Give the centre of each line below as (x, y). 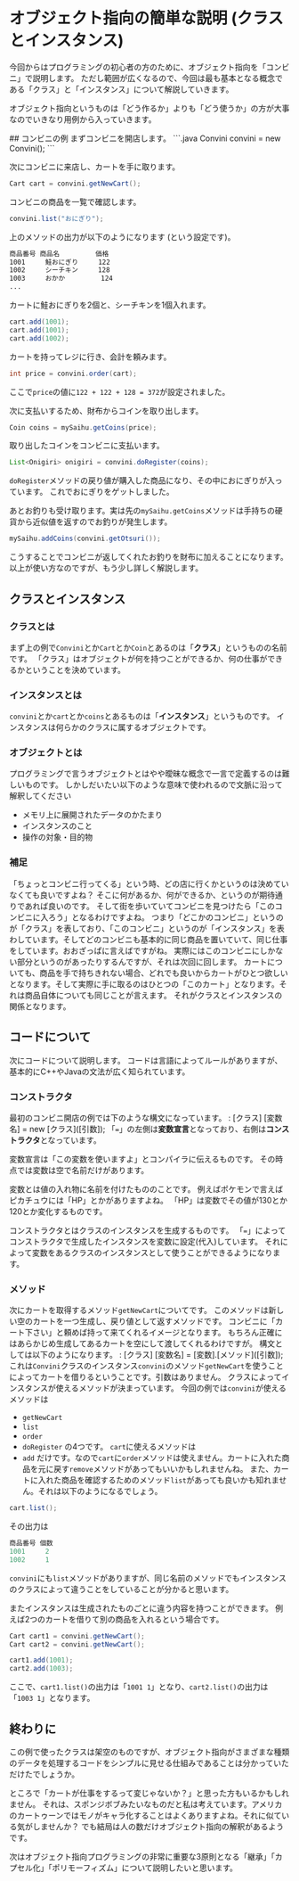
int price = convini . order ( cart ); (73, 374)
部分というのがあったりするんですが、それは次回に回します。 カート (142, 961)
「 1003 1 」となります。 (52, 1698)
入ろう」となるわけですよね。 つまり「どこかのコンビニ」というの (162, 917)
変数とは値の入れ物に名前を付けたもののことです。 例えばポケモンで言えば (146, 1189)
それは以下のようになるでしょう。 (100, 1491)
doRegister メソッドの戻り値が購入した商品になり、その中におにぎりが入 (142, 481)
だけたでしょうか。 (44, 1774)
